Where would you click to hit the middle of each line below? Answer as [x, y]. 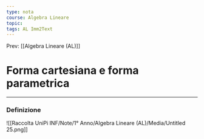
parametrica [38, 83]
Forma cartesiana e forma [73, 71]
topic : [15, 23]
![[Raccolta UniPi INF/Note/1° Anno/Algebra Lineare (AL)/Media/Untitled [96, 123]
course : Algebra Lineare [38, 18]
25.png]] [17, 130]
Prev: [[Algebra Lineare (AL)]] [43, 46]
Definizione [24, 110]
